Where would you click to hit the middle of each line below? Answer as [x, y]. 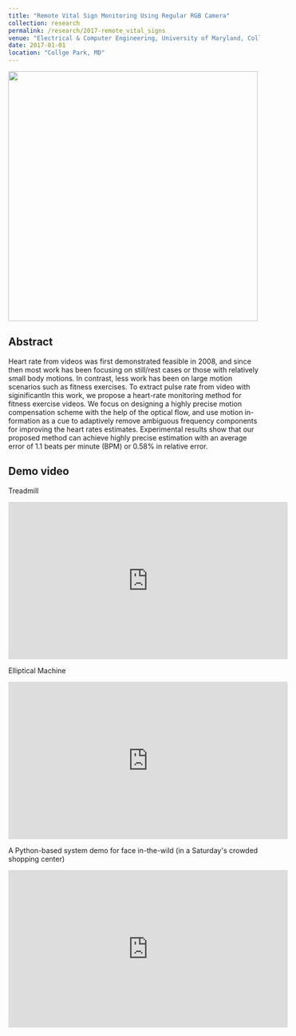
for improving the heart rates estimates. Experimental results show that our [131, 429]
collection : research [44, 23]
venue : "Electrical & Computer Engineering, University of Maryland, [126, 38]
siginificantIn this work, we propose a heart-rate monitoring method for [125, 395]
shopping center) [37, 859]
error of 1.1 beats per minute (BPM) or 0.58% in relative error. [108, 446]
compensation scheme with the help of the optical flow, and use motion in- [131, 412]
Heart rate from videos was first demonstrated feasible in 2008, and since [130, 361]
